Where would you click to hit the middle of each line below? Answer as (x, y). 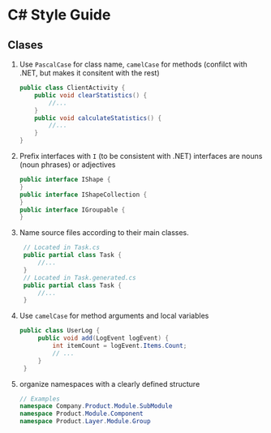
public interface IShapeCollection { (83, 195)
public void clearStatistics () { (91, 95)
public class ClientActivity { (72, 88)
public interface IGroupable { (72, 210)
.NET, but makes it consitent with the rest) (89, 73)
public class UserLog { (60, 331)
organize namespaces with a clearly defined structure (110, 384)
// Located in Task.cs (62, 248)
